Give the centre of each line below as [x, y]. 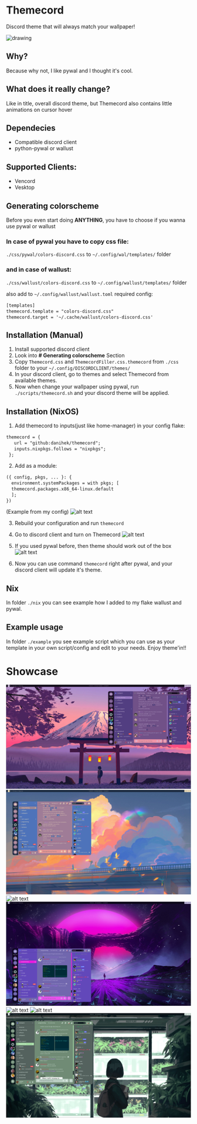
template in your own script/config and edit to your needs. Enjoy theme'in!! [96, 647]
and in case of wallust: [39, 270]
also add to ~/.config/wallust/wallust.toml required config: [80, 294]
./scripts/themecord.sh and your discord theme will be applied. [92, 393]
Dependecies [31, 128]
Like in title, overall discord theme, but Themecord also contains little [89, 103]
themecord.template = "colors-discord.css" [60, 311]
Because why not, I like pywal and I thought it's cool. [69, 71]
